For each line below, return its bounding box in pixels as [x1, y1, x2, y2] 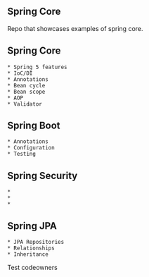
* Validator [7, 100, 42, 108]
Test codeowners [7, 264, 58, 272]
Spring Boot [7, 120, 60, 132]
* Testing [7, 151, 37, 158]
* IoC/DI [7, 70, 33, 77]
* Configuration [7, 144, 55, 152]
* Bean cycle [7, 82, 46, 89]
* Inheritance [7, 251, 49, 258]
